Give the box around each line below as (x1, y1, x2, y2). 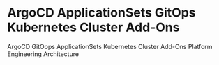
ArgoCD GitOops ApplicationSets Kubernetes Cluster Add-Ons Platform (7, 42, 213, 50)
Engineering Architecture (7, 50, 79, 58)
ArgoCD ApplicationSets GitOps (7, 5, 197, 21)
